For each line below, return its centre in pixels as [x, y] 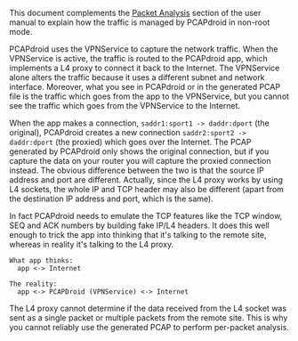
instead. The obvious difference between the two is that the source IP [137, 170]
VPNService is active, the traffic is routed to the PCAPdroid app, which [139, 58]
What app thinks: [41, 261]
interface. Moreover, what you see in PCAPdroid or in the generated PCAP [145, 87]
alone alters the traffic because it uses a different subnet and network [137, 77]
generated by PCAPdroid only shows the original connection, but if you [139, 151]
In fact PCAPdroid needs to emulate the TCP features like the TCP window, [146, 216]
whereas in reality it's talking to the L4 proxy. [92, 244]
